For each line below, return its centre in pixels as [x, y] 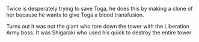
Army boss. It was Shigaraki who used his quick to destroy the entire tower [99, 33]
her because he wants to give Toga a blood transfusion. [75, 15]
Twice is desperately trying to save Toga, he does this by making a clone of [100, 9]
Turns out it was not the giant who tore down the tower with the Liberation [98, 26]
